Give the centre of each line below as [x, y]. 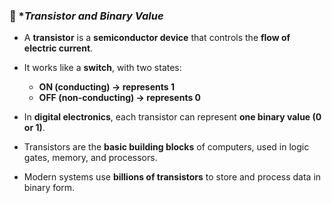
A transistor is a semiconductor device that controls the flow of [157, 38]
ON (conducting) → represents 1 [106, 87]
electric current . [58, 48]
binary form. [49, 188]
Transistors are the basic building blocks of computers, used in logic [166, 147]
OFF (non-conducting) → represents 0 [120, 98]
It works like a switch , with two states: [102, 68]
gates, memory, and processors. [90, 158]
